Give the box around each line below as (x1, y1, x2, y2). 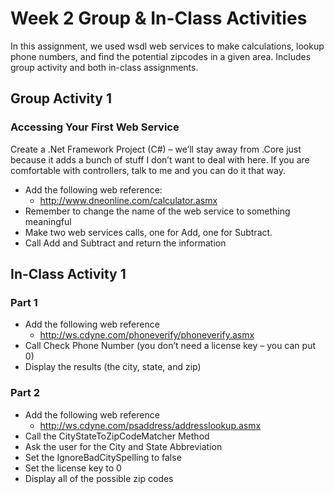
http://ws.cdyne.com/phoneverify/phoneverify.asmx (39, 329, 255, 341)
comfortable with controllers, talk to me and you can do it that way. (10, 164, 286, 176)
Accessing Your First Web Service (10, 120, 180, 134)
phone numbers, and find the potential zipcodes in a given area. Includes (10, 50, 312, 62)
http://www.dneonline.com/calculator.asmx (39, 194, 218, 206)
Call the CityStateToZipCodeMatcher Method (24, 430, 210, 442)
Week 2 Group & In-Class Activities (10, 7, 308, 30)
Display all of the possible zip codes (24, 472, 174, 484)
